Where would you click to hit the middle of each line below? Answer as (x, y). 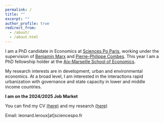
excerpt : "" (17, 19)
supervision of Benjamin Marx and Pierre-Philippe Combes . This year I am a (82, 56)
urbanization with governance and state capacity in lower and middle (75, 81)
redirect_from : (21, 28)
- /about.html (24, 37)
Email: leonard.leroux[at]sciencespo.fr (44, 115)
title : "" (15, 14)
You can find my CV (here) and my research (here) (56, 106)
